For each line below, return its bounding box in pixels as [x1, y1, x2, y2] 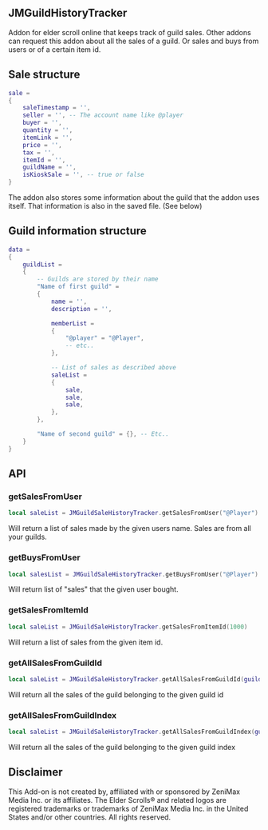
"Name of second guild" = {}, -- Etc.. [37, 430, 170, 438]
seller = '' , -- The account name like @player [22, 111, 183, 119]
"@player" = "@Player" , [65, 334, 145, 342]
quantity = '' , [22, 126, 73, 134]
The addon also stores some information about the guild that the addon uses [8, 193, 260, 202]
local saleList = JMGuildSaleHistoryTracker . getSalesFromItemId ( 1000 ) [8, 623, 248, 631]
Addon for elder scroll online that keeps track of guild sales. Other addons [8, 27, 251, 37]
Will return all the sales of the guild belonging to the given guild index [8, 742, 236, 752]
